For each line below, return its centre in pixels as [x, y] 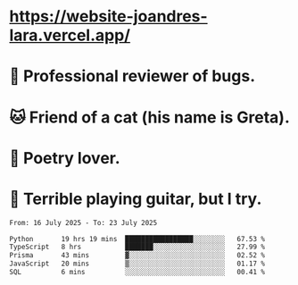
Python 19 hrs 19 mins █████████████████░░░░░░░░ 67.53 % [137, 239]
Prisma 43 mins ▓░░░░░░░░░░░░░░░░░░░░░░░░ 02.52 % [137, 256]
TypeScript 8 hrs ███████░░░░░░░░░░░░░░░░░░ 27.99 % [137, 247]
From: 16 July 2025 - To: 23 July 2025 [83, 222]
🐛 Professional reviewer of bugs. [132, 76]
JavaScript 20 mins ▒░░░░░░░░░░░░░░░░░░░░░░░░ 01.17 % [137, 264]
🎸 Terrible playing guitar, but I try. [136, 199]
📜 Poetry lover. [65, 158]
